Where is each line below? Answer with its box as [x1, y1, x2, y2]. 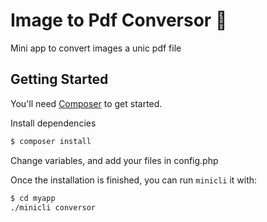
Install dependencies [10, 117, 97, 129]
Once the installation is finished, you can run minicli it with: [10, 174, 258, 186]
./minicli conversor [10, 202, 97, 213]
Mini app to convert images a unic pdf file [10, 42, 182, 54]
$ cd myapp [10, 193, 56, 203]
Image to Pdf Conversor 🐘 [10, 9, 228, 32]
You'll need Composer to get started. [10, 97, 163, 109]
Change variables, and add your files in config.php [10, 154, 219, 166]
